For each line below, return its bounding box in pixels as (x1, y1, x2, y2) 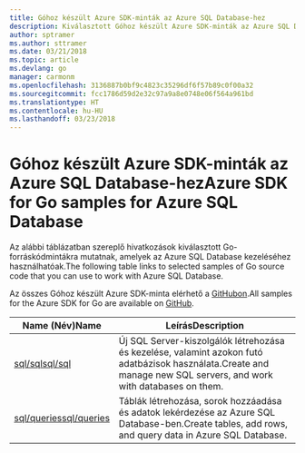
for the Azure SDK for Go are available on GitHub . (9, 298, 195, 309)
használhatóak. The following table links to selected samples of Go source (9, 261, 285, 272)
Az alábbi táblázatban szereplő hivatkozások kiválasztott (9, 241, 221, 252)
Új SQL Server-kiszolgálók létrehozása (118, 335, 285, 348)
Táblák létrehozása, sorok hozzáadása (118, 395, 282, 408)
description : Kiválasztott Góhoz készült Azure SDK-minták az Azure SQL (9, 22, 290, 31)
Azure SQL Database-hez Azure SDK (9, 173, 289, 193)
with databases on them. (118, 380, 224, 393)
